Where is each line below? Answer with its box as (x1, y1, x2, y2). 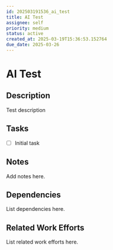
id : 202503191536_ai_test (6, 8, 70, 15)
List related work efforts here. (6, 238, 79, 246)
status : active (6, 31, 44, 37)
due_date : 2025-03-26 (6, 42, 60, 48)
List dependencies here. (6, 206, 65, 213)
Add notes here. (6, 172, 46, 180)
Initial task (14, 139, 40, 146)
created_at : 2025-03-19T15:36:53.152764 (6, 36, 108, 42)
